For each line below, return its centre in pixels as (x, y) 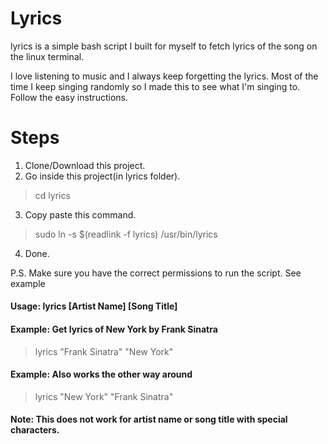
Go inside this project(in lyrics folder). (102, 176)
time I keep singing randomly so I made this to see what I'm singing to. (155, 86)
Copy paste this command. (80, 214)
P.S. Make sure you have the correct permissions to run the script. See (156, 273)
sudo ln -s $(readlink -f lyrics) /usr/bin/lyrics (126, 234)
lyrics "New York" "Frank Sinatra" (104, 396)
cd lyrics (52, 195)
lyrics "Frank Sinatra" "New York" (104, 351)
